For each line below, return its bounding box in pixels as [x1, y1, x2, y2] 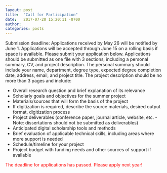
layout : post [5, 7, 33, 13]
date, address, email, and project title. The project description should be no [5, 72, 162, 78]
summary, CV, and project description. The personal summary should [5, 62, 150, 68]
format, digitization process [12, 109, 70, 115]
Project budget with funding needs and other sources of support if [12, 147, 151, 153]
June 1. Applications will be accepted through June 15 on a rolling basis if [5, 46, 158, 52]
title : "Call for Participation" [5, 12, 78, 17]
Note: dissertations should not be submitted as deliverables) [12, 120, 139, 126]
